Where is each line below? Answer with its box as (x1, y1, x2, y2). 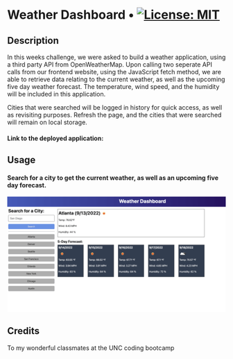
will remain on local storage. (7, 118, 88, 126)
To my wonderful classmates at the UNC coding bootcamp (7, 344, 175, 352)
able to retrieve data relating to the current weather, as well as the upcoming (7, 75, 225, 83)
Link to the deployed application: (7, 134, 104, 142)
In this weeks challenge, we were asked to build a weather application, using (7, 53, 226, 61)
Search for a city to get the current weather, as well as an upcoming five (7, 174, 218, 182)
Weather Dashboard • (7, 7, 135, 23)
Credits (7, 325, 40, 337)
